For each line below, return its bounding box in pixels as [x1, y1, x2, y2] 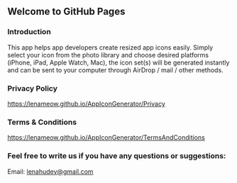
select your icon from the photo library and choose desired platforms [7, 50, 209, 59]
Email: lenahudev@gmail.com [7, 167, 94, 176]
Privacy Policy [7, 83, 58, 93]
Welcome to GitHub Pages [7, 6, 126, 18]
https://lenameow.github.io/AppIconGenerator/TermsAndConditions [7, 133, 206, 142]
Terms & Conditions [7, 117, 77, 127]
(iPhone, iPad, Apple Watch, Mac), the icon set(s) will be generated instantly [7, 58, 230, 67]
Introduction [7, 27, 51, 37]
